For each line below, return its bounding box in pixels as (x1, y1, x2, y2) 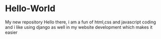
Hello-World (5, 3, 56, 14)
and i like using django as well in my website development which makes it (5, 24, 153, 30)
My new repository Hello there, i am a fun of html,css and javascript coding (5, 19, 156, 25)
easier (5, 29, 18, 35)
